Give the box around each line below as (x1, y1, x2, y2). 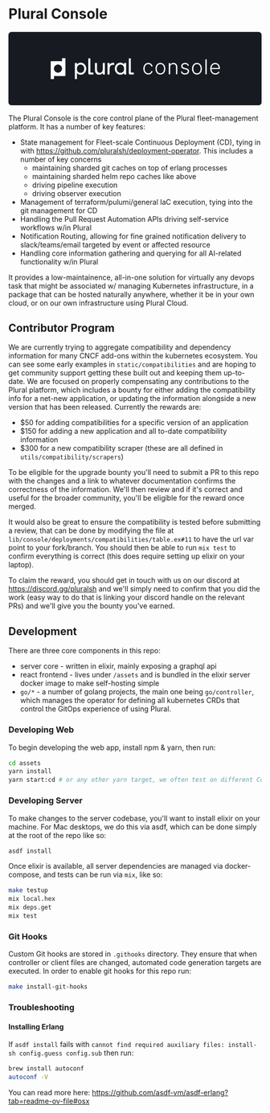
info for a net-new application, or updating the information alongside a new (8, 394, 257, 403)
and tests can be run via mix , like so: (43, 870, 163, 880)
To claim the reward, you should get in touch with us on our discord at (8, 575, 240, 585)
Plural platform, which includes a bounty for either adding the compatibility (8, 385, 256, 395)
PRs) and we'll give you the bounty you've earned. (8, 601, 175, 611)
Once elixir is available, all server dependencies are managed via (8, 861, 223, 871)
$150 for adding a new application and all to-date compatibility (19, 427, 227, 436)
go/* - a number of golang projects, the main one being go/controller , (19, 687, 255, 697)
